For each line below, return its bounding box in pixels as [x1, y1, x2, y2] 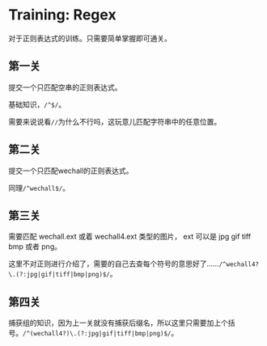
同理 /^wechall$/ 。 [8, 183, 70, 192]
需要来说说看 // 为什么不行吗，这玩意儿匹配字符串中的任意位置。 [8, 116, 222, 126]
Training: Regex [8, 6, 117, 24]
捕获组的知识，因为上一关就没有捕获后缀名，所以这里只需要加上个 [8, 318, 228, 328]
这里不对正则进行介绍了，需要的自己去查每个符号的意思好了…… [8, 259, 220, 268]
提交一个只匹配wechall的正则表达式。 [8, 166, 133, 175]
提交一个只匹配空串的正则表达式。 [8, 82, 122, 92]
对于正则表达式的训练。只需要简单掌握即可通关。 [8, 33, 172, 43]
